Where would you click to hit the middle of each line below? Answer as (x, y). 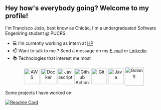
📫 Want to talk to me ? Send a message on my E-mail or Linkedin (80, 51)
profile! (17, 16)
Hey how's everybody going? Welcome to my (77, 8)
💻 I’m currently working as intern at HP (53, 43)
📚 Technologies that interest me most (52, 58)
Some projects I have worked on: (39, 93)
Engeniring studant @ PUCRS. (36, 33)
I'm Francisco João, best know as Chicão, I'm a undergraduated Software (81, 28)
